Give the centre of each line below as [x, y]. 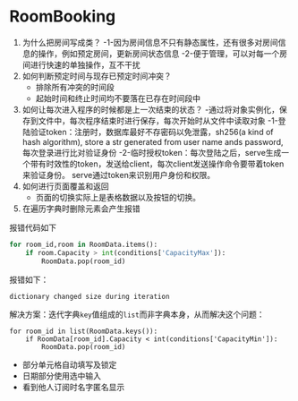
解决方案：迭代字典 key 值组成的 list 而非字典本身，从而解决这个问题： [137, 314]
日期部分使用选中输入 [61, 375]
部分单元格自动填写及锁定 [69, 364]
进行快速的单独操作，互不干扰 [85, 64]
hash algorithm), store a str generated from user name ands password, [153, 141]
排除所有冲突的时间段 [75, 87]
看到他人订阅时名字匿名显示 [73, 387]
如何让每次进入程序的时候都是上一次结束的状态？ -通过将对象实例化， [151, 109]
